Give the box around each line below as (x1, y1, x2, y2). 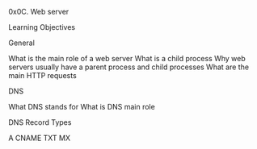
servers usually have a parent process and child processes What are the (8, 62, 249, 72)
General (8, 38, 35, 48)
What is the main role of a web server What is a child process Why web (8, 54, 246, 63)
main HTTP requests (8, 71, 77, 80)
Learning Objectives (8, 23, 75, 31)
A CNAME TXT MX (8, 133, 71, 143)
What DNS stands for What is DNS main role (8, 102, 155, 111)
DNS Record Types (8, 118, 72, 127)
